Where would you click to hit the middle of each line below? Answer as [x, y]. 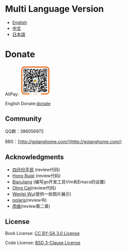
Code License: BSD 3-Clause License [43, 243]
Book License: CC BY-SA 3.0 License [42, 233]
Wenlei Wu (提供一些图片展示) [42, 194]
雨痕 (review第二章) [31, 206]
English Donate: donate [28, 103]
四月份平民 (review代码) [36, 170]
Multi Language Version [54, 9]
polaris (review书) [29, 200]
